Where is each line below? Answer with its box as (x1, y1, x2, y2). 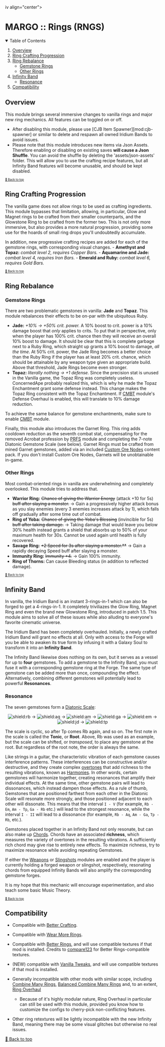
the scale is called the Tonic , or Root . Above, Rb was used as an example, (5, 733, 155, 739)
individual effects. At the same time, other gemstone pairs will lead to (5, 780, 145, 786)
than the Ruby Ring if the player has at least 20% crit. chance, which (12, 354, 151, 360)
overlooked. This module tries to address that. (5, 486, 98, 492)
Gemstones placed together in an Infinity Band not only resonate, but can (5, 826, 154, 832)
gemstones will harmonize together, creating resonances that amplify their (5, 774, 156, 781)
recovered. (12, 537, 34, 543)
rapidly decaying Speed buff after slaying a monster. (12, 547, 119, 554)
